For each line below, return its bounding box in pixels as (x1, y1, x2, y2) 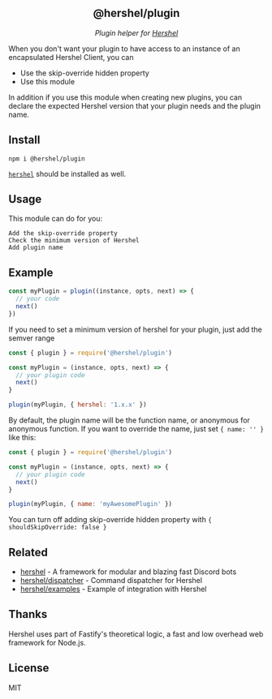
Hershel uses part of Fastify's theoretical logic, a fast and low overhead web (8, 628, 264, 639)
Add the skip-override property (8, 229, 118, 238)
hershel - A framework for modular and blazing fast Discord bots (19, 567, 237, 577)
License (8, 661, 50, 675)
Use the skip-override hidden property (19, 68, 150, 78)
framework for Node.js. (8, 637, 87, 647)
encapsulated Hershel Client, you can (8, 52, 134, 62)
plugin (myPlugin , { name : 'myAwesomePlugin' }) (8, 500, 173, 508)
